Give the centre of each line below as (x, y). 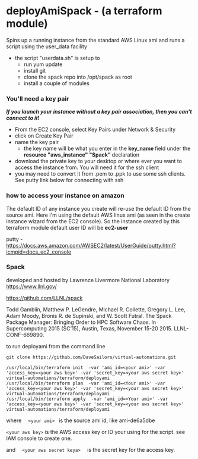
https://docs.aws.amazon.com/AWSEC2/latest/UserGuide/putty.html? (91, 245)
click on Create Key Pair (44, 136)
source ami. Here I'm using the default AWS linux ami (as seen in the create (98, 215)
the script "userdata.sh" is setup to (57, 58)
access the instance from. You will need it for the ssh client (87, 167)
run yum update (43, 64)
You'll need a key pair (38, 98)
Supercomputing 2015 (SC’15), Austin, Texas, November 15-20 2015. (90, 328)
